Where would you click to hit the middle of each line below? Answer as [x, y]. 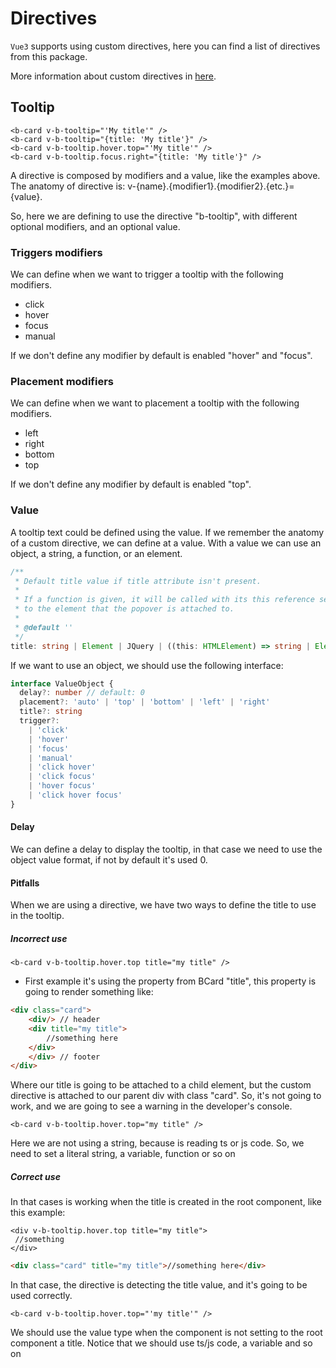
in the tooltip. [37, 916]
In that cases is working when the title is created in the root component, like [166, 1202]
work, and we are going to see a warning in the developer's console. [151, 1106]
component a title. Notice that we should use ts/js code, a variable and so [161, 1343]
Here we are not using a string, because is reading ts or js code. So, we [157, 1143]
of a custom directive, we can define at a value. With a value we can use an [166, 543]
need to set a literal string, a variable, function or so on [123, 1154]
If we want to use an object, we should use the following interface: [147, 665]
